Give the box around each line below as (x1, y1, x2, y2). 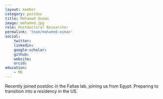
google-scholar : (14, 47, 47, 52)
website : (14, 57, 32, 61)
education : (5, 66, 27, 71)
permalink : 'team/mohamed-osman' (5, 29, 73, 34)
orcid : (14, 61, 27, 66)
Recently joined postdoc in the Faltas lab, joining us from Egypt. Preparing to (5, 83, 159, 89)
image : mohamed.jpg (5, 20, 45, 26)
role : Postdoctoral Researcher (5, 25, 69, 30)
